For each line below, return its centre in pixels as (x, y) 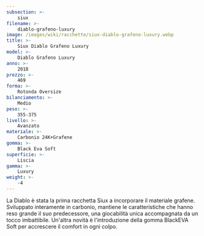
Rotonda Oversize (40, 92)
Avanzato (28, 126)
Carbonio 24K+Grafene (45, 138)
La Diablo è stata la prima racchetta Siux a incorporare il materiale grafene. (101, 200)
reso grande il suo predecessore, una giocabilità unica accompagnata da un (102, 213)
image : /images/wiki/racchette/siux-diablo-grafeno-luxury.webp (90, 35)
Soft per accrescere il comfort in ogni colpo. (62, 226)
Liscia (26, 160)
